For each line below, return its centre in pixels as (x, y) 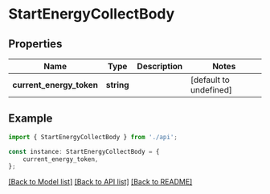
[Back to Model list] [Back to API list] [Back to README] (100, 182)
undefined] (211, 90)
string (118, 85)
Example (31, 119)
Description (160, 66)
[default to (210, 80)
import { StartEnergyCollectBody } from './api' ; (93, 137)
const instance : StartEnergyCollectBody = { (84, 151)
